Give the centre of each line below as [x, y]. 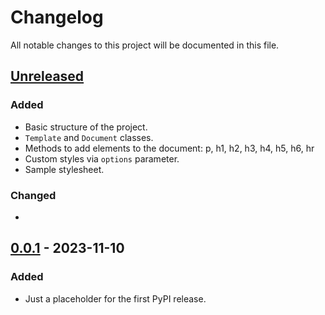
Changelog [57, 17]
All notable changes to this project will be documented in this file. [145, 45]
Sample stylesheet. [64, 169]
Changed [33, 195]
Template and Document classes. [89, 137]
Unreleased [47, 76]
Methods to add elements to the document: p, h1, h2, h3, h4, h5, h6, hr [169, 148]
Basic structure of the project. [86, 127]
